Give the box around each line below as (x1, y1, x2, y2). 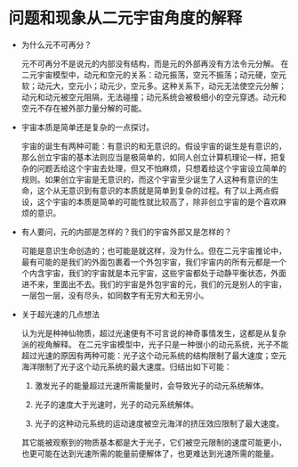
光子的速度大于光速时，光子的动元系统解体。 (34, 398, 199, 410)
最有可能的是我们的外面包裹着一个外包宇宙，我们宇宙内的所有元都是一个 (20, 256, 286, 267)
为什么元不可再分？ (20, 39, 93, 50)
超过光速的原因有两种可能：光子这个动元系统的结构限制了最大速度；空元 (20, 349, 286, 361)
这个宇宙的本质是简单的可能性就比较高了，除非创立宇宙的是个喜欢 (36, 196, 279, 207)
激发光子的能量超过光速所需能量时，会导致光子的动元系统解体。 (34, 380, 269, 390)
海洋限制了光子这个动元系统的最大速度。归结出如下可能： (20, 361, 232, 372)
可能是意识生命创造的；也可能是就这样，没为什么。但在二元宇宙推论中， (20, 245, 286, 256)
